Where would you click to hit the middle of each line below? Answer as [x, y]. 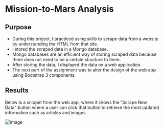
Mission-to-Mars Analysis [59, 9]
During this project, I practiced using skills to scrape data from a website [85, 39]
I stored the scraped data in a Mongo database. [60, 49]
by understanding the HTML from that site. [55, 44]
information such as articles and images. [46, 112]
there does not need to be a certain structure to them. [66, 59]
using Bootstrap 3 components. [44, 75]
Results [17, 91]
